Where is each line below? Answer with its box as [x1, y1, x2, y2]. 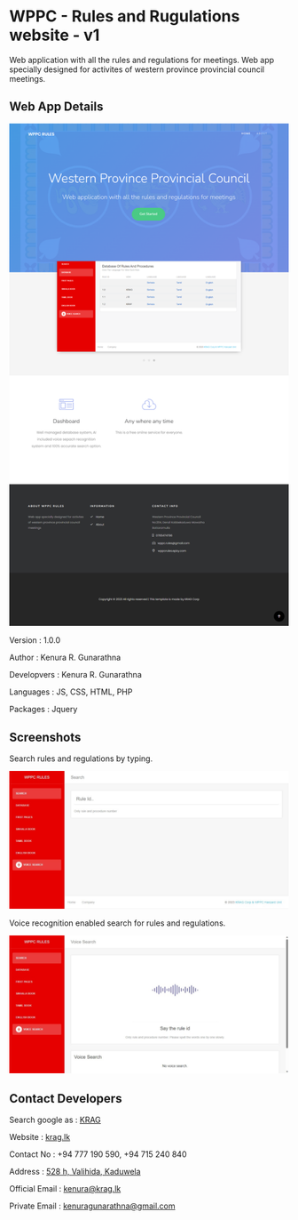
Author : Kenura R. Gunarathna [9, 652, 122, 663]
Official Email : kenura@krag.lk [9, 1184, 122, 1194]
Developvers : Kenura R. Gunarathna [9, 670, 142, 680]
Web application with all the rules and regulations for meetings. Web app [9, 54, 275, 65]
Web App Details [9, 100, 104, 115]
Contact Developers [9, 1091, 122, 1106]
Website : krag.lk [9, 1132, 71, 1143]
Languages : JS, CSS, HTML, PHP [9, 686, 133, 697]
